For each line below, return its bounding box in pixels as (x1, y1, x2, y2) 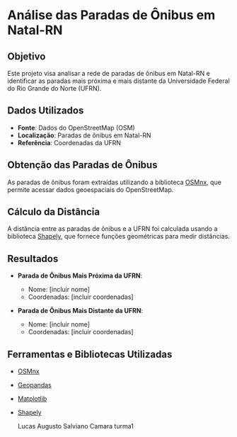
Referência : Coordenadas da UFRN (17, 138, 122, 147)
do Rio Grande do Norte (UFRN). (7, 84, 102, 92)
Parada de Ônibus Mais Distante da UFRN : (17, 307, 144, 315)
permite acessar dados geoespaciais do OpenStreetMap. (7, 185, 174, 194)
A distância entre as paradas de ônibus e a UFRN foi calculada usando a (7, 225, 218, 233)
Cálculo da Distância (7, 206, 100, 218)
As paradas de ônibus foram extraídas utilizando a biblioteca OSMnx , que (7, 178, 221, 186)
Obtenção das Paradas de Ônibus (7, 159, 158, 171)
